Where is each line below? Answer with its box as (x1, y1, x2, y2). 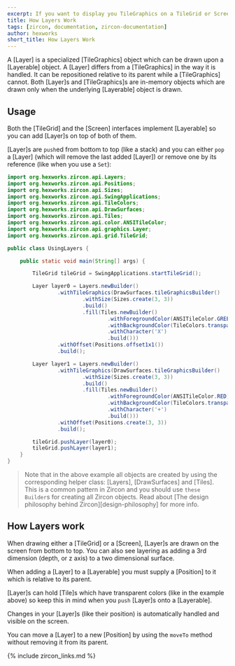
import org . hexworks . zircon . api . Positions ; (7, 180, 136, 187)
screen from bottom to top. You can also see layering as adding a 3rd (7, 546, 207, 555)
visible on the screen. (7, 617, 69, 625)
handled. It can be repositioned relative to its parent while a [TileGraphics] (7, 71, 221, 79)
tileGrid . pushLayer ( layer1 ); (32, 445, 117, 452)
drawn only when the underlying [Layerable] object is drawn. (7, 85, 183, 94)
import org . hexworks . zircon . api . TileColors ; (7, 200, 139, 207)
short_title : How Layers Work (7, 36, 96, 43)
